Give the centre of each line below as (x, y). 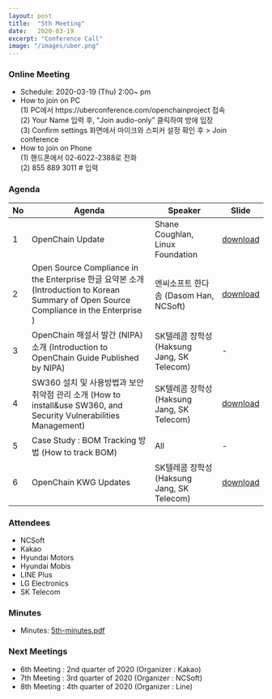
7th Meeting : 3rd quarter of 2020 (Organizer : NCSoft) (111, 678)
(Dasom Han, (189, 295)
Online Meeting (39, 75)
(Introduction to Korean (76, 290)
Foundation (176, 254)
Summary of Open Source (81, 300)
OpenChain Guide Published (85, 357)
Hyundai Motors (47, 558)
